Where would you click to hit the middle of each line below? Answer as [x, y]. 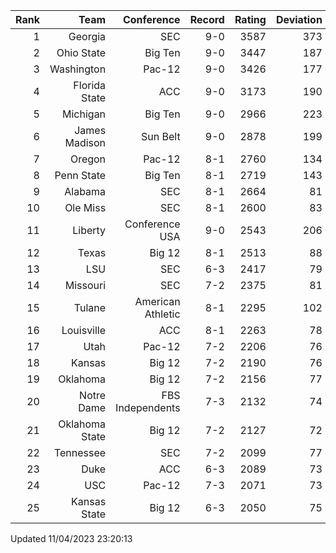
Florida [90, 85]
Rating [250, 19]
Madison [85, 142]
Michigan [84, 114]
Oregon [88, 159]
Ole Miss [85, 207]
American [157, 301]
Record [207, 19]
